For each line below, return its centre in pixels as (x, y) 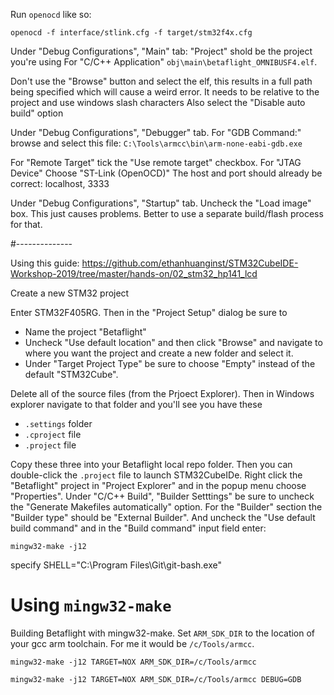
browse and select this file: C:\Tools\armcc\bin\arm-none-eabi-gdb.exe (156, 143)
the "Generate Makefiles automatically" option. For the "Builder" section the (166, 507)
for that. (26, 224)
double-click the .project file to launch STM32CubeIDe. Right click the (156, 475)
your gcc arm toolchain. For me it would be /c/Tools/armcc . (132, 643)
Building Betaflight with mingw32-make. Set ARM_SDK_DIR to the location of (163, 633)
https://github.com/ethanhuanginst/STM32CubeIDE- (190, 263)
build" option (37, 113)
